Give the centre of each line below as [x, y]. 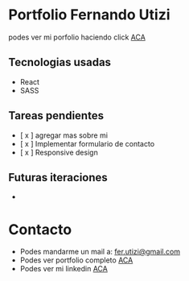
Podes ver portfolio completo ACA [76, 260]
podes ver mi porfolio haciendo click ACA [77, 37]
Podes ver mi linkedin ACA [64, 269]
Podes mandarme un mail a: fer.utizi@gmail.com [100, 252]
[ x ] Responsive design [59, 152]
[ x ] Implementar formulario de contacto [87, 143]
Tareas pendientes [56, 116]
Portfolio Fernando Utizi [89, 15]
